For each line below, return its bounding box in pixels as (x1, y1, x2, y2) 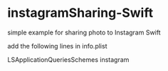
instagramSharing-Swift (7, 5, 154, 21)
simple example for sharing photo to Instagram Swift (7, 28, 162, 37)
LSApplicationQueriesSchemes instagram (7, 55, 130, 64)
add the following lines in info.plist (7, 41, 107, 50)
